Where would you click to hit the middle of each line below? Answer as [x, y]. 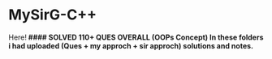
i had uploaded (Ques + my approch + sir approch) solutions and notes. [131, 45]
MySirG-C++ [53, 15]
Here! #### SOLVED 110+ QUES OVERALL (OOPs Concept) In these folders [136, 37]
